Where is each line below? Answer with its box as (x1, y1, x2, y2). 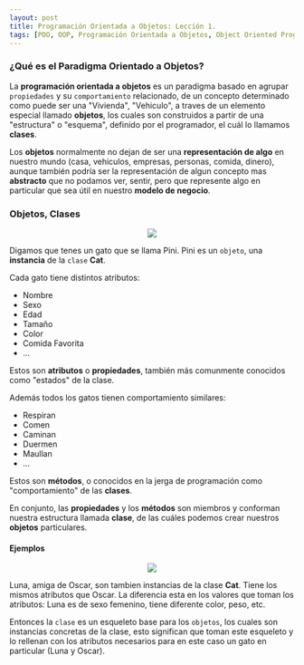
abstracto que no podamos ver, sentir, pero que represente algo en (9, 175, 261, 186)
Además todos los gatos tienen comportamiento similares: (9, 391, 226, 403)
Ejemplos (9, 543, 45, 554)
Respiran (22, 410, 56, 420)
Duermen (22, 439, 58, 449)
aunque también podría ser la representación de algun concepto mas (9, 165, 267, 177)
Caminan (22, 429, 56, 439)
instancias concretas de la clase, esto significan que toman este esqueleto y (9, 626, 294, 637)
